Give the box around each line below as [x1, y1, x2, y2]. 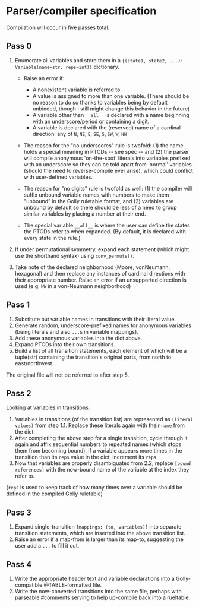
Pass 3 [6, 507, 31, 517]
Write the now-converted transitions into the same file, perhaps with [14, 588, 182, 595]
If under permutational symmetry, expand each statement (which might [14, 245, 189, 253]
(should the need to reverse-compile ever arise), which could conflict [23, 167, 193, 174]
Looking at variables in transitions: [6, 404, 90, 411]
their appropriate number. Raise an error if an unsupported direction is [14, 276, 187, 283]
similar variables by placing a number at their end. [23, 210, 146, 217]
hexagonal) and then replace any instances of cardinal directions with [14, 270, 185, 277]
